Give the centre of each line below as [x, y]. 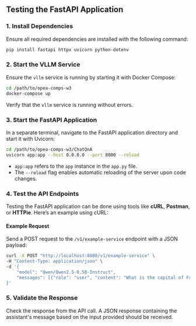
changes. [26, 178]
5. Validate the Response [42, 298]
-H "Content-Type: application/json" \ [55, 261]
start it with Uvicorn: [31, 138]
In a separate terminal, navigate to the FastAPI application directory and [92, 132]
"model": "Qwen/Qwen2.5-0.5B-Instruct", [66, 272]
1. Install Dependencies [40, 26]
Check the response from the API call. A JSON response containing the [92, 311]
